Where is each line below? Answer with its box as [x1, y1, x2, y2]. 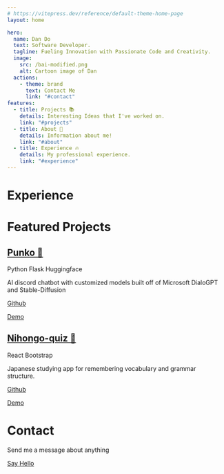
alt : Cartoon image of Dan [19, 67, 97, 75]
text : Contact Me [25, 87, 76, 94]
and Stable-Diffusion [7, 286, 66, 294]
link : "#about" [19, 138, 63, 145]
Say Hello [7, 459, 34, 467]
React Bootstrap [7, 351, 53, 359]
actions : [13, 74, 39, 81]
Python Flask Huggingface [7, 265, 83, 273]
